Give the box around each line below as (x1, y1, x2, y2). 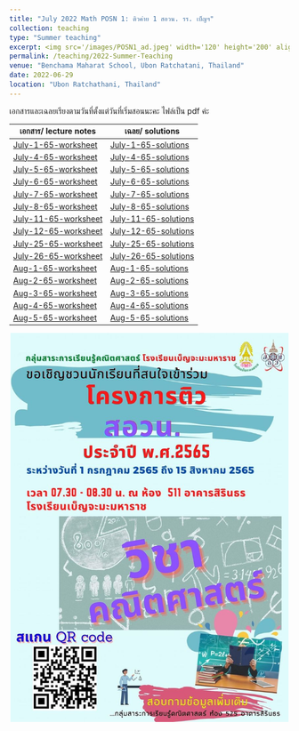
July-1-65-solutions (109, 139, 190, 150)
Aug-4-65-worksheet (12, 300, 98, 310)
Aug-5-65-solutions (109, 312, 189, 323)
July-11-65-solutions (109, 213, 195, 224)
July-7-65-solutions (109, 189, 190, 199)
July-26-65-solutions (109, 250, 195, 261)
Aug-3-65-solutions (109, 287, 189, 298)
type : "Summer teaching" (9, 33, 101, 42)
